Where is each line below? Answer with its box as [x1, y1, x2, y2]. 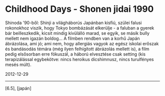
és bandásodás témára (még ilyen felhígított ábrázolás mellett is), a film [5, 46, 150, 52]
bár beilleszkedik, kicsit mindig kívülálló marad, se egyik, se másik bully [5, 30, 150, 36]
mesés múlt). [5, 62, 32, 67]
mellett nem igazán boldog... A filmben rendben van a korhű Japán [5, 35, 140, 41]
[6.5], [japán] [5, 85, 32, 91]
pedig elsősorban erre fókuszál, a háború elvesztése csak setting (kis [5, 51, 146, 57]
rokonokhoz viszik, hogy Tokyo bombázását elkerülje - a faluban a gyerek [5, 25, 155, 31]
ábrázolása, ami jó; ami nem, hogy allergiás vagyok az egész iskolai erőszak [5, 40, 159, 46]
